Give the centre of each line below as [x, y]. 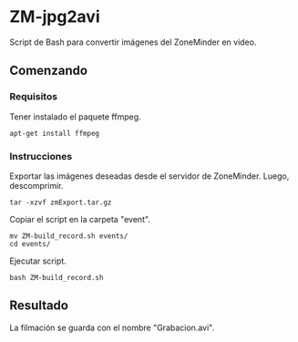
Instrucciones [41, 156]
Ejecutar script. [38, 261]
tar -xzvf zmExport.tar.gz [61, 202]
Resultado [39, 306]
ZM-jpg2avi [55, 17]
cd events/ [30, 244]
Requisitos [33, 97]
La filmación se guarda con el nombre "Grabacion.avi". [112, 327]
